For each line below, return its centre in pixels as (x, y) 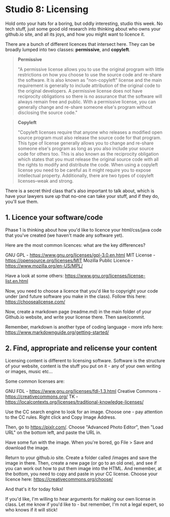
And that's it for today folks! (34, 489)
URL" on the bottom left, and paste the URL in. (53, 432)
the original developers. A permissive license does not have (80, 91)
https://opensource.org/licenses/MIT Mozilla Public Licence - (69, 260)
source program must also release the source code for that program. (89, 137)
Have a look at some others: (35, 275)
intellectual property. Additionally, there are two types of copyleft (86, 175)
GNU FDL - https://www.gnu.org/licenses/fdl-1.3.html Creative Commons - (83, 391)
